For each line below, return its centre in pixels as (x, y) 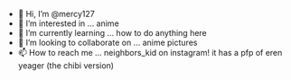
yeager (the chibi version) (66, 66)
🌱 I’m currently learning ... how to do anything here (113, 33)
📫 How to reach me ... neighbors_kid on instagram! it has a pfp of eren (150, 53)
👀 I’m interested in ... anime (68, 23)
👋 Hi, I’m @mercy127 (56, 14)
